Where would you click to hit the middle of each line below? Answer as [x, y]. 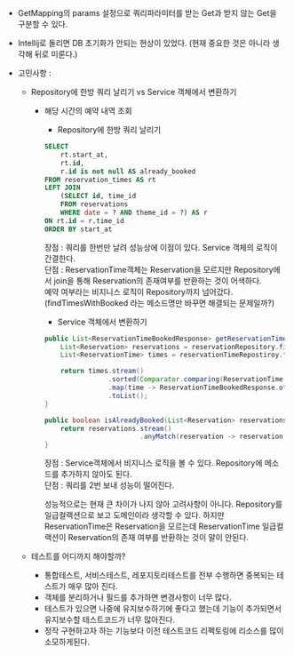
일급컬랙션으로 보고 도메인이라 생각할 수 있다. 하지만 [134, 515]
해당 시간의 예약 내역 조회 [88, 111]
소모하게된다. [67, 642]
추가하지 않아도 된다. [96, 475]
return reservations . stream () [116, 428]
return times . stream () [103, 371]
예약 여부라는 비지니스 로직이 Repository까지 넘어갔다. [139, 292]
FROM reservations [95, 204]
